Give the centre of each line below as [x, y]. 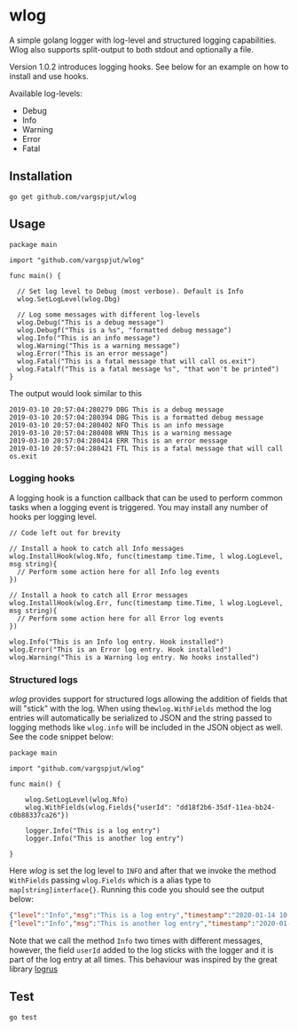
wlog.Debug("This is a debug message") [91, 322]
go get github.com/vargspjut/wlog [73, 196]
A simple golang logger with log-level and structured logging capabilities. [143, 40]
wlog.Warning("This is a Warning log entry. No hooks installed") [134, 657]
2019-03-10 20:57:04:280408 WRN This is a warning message [121, 433]
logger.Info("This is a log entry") [93, 831]
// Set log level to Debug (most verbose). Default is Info [130, 291]
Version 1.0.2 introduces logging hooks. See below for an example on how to [149, 67]
